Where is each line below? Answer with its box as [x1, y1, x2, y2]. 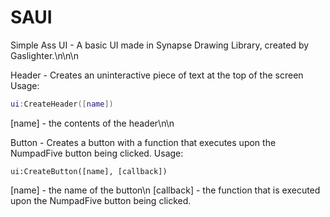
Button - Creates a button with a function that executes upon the [10, 136, 277, 148]
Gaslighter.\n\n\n [10, 49, 79, 61]
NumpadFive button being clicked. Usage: [10, 147, 184, 159]
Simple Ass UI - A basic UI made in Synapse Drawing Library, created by [10, 39, 310, 51]
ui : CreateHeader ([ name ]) [10, 99, 114, 109]
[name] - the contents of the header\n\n [10, 117, 175, 129]
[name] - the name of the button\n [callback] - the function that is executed [10, 184, 321, 196]
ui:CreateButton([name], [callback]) [10, 166, 168, 176]
